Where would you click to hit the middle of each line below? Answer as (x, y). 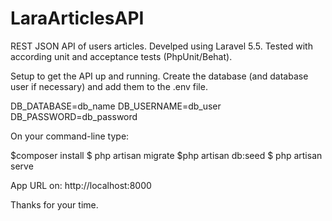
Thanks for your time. (54, 204)
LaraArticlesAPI (77, 18)
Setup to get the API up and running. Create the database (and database (159, 76)
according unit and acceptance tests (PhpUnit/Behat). (121, 56)
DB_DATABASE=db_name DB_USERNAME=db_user (116, 106)
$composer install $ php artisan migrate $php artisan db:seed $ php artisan (166, 155)
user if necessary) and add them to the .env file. (109, 86)
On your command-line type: (70, 136)
